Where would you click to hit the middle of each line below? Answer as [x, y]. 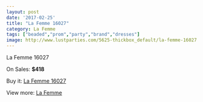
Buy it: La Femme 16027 [36, 81]
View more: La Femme [34, 93]
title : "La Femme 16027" [38, 23]
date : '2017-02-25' [31, 18]
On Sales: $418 [25, 69]
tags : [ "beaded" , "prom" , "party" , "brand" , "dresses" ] [73, 35]
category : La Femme [31, 29]
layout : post [23, 12]
